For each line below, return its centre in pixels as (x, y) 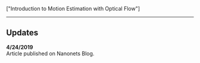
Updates (22, 33)
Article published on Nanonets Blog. (50, 53)
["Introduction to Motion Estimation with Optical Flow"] (73, 9)
